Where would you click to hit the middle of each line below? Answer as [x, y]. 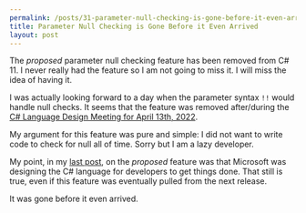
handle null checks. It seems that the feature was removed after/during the [149, 107]
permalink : [30, 18]
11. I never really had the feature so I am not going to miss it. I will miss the [148, 70]
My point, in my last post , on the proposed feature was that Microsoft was [148, 162]
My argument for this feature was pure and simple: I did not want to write [146, 135]
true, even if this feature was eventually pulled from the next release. [138, 181]
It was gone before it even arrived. [74, 199]
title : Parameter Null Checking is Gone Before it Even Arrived [134, 26]
